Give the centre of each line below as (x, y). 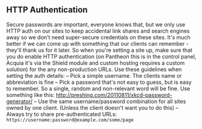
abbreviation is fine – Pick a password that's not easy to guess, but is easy (99, 82)
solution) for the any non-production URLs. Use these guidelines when (94, 69)
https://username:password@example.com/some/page (70, 120)
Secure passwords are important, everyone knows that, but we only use (96, 24)
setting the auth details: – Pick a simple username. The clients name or (94, 75)
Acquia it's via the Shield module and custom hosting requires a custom (96, 63)
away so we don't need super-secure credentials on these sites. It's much (98, 37)
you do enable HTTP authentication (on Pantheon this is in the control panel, (101, 56)
